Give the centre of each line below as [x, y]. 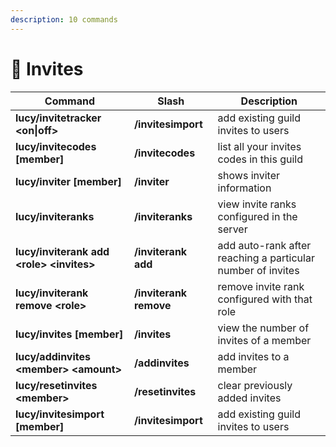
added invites [249, 398]
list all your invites [259, 146]
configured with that [265, 299]
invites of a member [264, 340]
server [232, 229]
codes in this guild [260, 159]
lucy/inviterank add [62, 251]
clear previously [255, 385]
